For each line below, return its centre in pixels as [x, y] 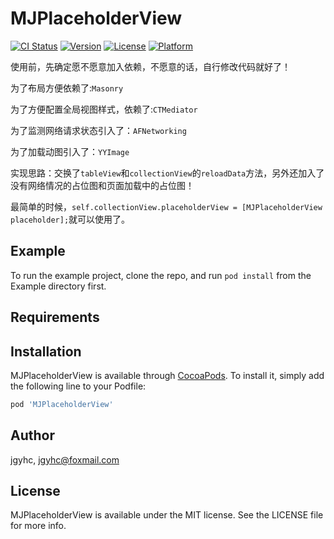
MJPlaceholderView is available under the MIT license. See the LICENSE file [167, 515]
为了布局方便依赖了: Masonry [67, 88]
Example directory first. [58, 286]
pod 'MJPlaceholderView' [62, 404]
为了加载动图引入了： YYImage [70, 151]
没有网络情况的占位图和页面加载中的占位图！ [102, 185]
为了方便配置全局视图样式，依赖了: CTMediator [104, 109]
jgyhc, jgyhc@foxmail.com [65, 459]
